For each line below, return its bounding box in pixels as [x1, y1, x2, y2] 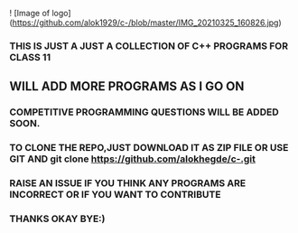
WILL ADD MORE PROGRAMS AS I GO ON [9, 79, 245, 94]
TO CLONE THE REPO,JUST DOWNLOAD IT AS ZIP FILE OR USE [9, 142, 289, 154]
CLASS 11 [9, 51, 51, 63]
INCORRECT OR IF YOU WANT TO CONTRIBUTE [9, 189, 221, 201]
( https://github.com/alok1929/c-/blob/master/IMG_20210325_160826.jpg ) [9, 17, 282, 28]
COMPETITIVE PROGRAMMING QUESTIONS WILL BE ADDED [9, 106, 279, 118]
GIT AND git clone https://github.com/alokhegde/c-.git [9, 153, 256, 165]
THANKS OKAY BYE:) [9, 212, 106, 225]
